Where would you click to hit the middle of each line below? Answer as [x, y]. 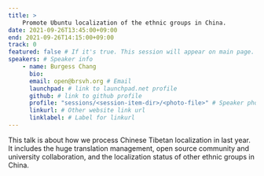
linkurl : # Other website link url [87, 111]
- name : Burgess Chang [59, 67]
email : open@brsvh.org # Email [80, 81]
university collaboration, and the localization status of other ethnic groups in [132, 156]
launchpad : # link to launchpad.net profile [103, 88]
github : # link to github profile [86, 96]
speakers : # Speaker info [50, 60]
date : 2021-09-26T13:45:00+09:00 [63, 30]
